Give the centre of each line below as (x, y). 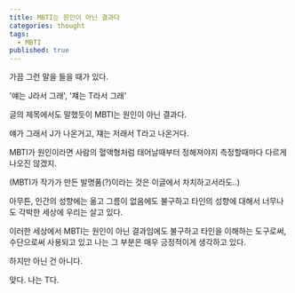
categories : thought (48, 26)
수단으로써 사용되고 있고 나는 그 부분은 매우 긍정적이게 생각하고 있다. (128, 242)
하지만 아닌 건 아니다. (46, 261)
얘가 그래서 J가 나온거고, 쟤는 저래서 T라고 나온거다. (99, 133)
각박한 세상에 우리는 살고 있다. (71, 212)
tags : (19, 34)
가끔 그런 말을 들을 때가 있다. (59, 77)
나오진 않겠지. (33, 163)
